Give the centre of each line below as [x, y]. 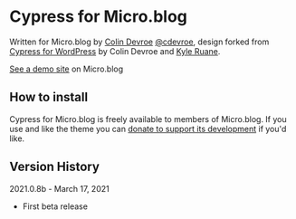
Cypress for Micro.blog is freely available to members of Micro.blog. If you [148, 119]
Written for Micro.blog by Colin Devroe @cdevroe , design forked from [139, 42]
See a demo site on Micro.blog [67, 69]
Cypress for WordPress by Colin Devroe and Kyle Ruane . [115, 51]
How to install [49, 97]
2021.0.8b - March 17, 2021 [60, 188]
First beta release [55, 206]
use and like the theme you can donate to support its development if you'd [148, 129]
